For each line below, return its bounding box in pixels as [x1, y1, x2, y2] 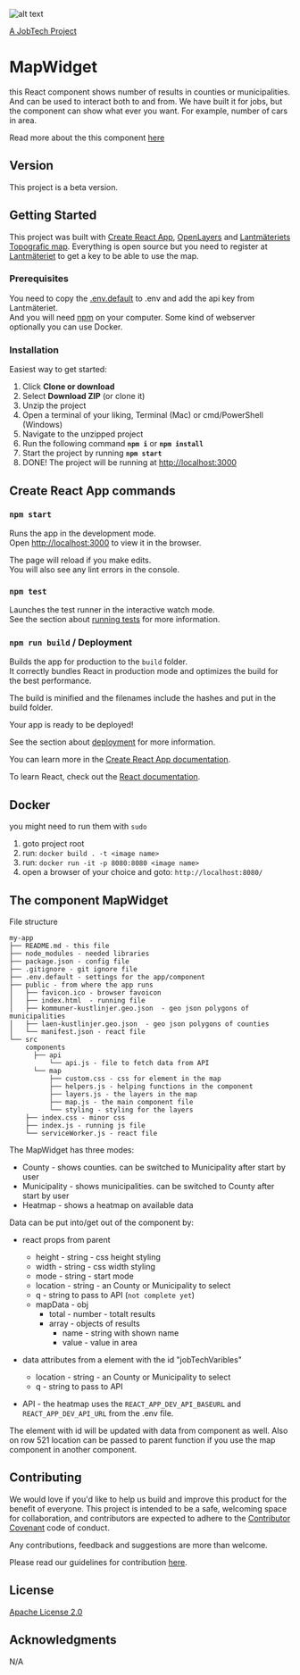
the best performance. [9, 675, 92, 687]
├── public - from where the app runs [9, 980, 154, 990]
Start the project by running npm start [21, 447, 162, 459]
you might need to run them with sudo [9, 821, 147, 832]
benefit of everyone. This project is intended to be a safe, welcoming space [9, 1503, 287, 1513]
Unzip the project [21, 400, 87, 411]
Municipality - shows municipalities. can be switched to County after [21, 1181, 275, 1192]
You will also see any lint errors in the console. [9, 563, 180, 575]
